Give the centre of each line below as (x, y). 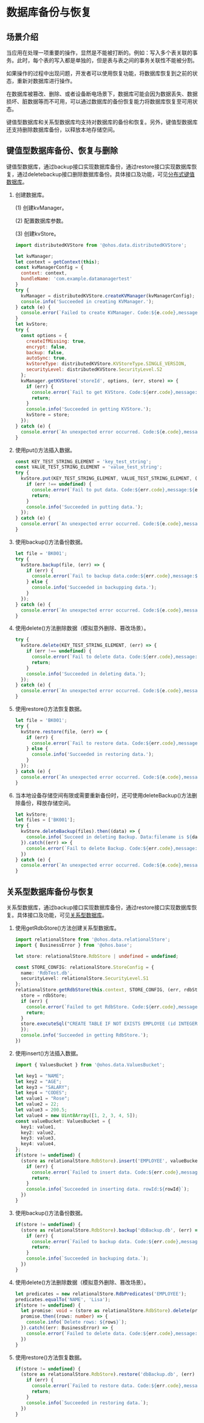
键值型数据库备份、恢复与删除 (62, 151)
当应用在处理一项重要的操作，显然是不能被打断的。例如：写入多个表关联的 (99, 53)
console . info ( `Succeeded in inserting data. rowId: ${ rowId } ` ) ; (108, 1189)
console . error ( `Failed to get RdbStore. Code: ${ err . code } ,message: (113, 1007)
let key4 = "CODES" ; (41, 1093)
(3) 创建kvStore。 (37, 234)
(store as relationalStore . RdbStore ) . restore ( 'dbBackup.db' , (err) (108, 1375)
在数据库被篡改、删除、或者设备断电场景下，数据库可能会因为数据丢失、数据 (102, 94)
